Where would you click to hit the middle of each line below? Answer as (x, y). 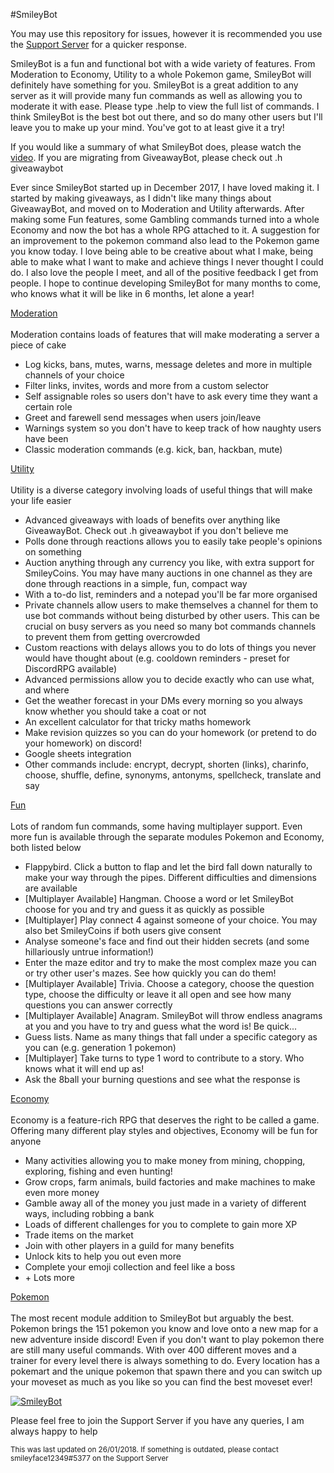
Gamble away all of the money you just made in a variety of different (165, 1203)
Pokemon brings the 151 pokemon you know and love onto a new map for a (164, 1328)
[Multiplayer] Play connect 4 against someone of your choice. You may (171, 920)
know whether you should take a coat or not (115, 711)
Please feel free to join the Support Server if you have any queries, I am (157, 1420)
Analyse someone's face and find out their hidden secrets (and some (167, 941)
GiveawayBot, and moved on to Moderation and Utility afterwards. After (157, 208)
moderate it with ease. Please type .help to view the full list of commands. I (165, 106)
